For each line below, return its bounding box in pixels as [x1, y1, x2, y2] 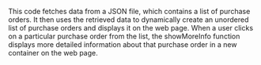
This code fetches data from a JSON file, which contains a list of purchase [8, 7, 251, 16]
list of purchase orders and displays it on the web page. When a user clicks [8, 23, 254, 32]
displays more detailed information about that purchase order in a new [8, 40, 237, 49]
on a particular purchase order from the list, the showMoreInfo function [8, 31, 240, 41]
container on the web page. [8, 49, 98, 57]
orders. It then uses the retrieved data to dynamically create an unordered [8, 15, 249, 24]
